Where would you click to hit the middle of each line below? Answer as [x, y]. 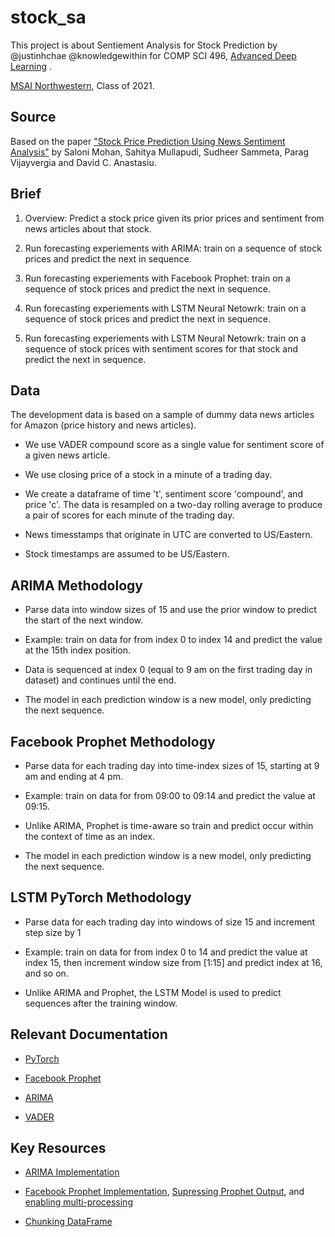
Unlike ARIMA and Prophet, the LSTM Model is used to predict [153, 992]
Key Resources [58, 1148]
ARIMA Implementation [72, 1172]
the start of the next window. [83, 620]
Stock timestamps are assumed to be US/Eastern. [127, 554]
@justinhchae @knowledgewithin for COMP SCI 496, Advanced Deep [153, 55]
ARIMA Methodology [76, 585]
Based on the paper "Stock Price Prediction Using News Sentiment [148, 141]
